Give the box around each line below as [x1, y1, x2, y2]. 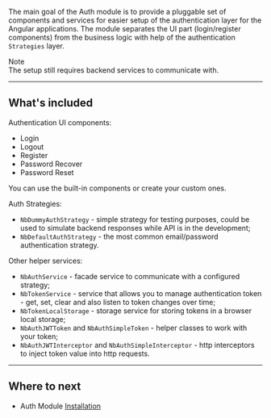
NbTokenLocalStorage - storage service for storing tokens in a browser [19, 306, 252, 316]
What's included [8, 96, 94, 110]
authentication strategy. [19, 240, 99, 249]
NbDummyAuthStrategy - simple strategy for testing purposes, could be [19, 214, 250, 224]
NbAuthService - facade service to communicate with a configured [19, 271, 240, 281]
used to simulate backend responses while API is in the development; [19, 223, 251, 232]
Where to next [8, 379, 81, 394]
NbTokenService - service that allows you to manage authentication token [19, 288, 262, 298]
